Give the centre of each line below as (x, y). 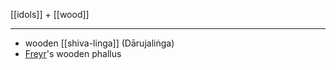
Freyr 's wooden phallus (73, 53)
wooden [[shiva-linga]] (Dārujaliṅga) (99, 43)
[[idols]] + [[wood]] (50, 14)
